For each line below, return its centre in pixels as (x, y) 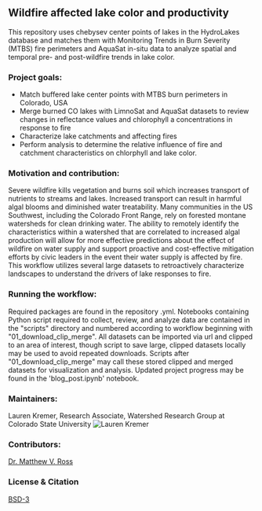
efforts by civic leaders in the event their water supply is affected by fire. (126, 257)
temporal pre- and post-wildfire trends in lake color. (91, 57)
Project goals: (35, 77)
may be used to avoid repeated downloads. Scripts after (99, 353)
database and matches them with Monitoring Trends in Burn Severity (119, 40)
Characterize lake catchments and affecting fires (98, 136)
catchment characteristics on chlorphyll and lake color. (108, 153)
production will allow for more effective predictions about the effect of (121, 241)
